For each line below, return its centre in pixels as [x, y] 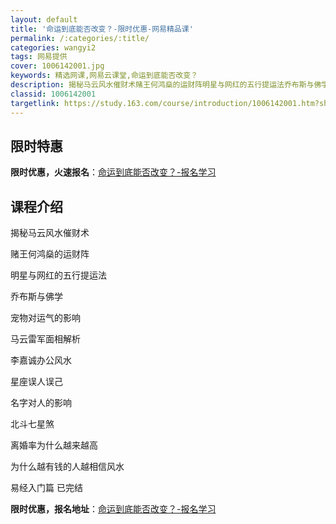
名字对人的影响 [41, 403]
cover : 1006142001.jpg [57, 66]
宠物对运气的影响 [45, 318]
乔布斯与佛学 [36, 297]
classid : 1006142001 [53, 94]
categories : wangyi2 [53, 47]
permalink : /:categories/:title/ [80, 38]
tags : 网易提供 [39, 57]
